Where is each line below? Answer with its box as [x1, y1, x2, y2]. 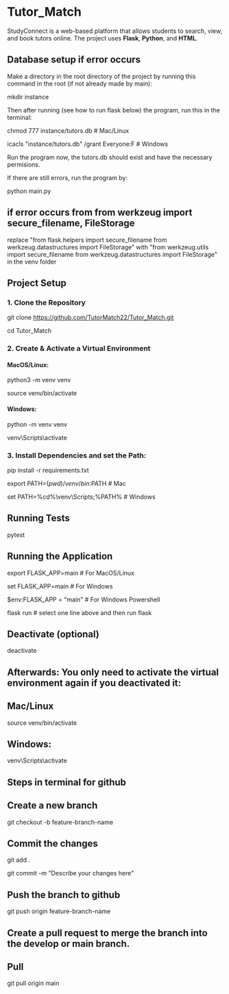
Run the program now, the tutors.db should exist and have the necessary [7, 153, 213, 161]
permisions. [7, 160, 40, 169]
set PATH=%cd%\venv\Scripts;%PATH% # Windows [7, 493, 156, 501]
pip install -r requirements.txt [7, 466, 89, 474]
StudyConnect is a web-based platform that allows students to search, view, [7, 27, 223, 35]
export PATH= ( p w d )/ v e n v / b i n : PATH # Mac [7, 479, 127, 487]
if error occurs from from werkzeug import [7, 207, 193, 219]
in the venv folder [7, 258, 57, 266]
